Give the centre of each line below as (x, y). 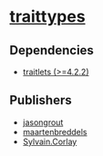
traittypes (47, 17)
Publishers (41, 100)
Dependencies (51, 50)
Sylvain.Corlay (50, 141)
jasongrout (43, 122)
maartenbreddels (55, 132)
